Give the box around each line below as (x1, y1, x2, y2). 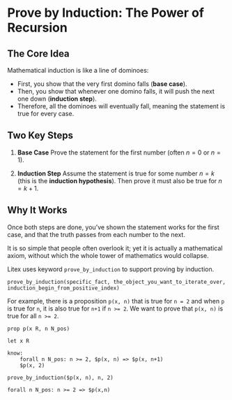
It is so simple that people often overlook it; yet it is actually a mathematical (7, 243, 223, 252)
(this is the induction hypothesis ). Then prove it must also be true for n (17, 176, 223, 185)
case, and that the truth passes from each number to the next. (7, 230, 186, 238)
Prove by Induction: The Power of (7, 5, 204, 21)
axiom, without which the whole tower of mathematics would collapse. (7, 251, 209, 259)
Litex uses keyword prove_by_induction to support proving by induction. (7, 264, 215, 273)
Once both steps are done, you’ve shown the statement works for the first (7, 222, 219, 231)
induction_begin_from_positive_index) (7, 285, 120, 292)
